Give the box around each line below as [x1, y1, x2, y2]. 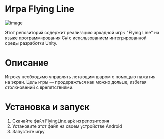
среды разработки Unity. [5, 40, 58, 46]
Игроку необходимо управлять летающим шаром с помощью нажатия [5, 73, 156, 80]
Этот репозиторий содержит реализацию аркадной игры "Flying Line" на [5, 29, 160, 35]
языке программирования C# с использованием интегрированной [5, 35, 147, 41]
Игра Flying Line [5, 3, 75, 15]
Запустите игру [12, 128, 45, 134]
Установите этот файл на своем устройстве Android [12, 123, 122, 129]
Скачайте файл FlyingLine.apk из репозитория [12, 118, 110, 124]
